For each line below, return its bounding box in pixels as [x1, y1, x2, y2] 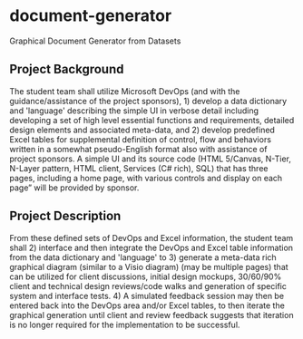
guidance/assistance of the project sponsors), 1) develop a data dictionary [9, 95, 288, 106]
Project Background [9, 62, 124, 77]
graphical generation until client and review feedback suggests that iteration [9, 309, 294, 320]
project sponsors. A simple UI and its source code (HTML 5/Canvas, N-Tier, [9, 153, 292, 164]
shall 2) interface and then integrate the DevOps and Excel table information [9, 242, 293, 253]
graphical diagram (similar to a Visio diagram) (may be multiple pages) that [9, 261, 288, 272]
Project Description [9, 208, 122, 224]
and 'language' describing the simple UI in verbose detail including [9, 105, 259, 116]
